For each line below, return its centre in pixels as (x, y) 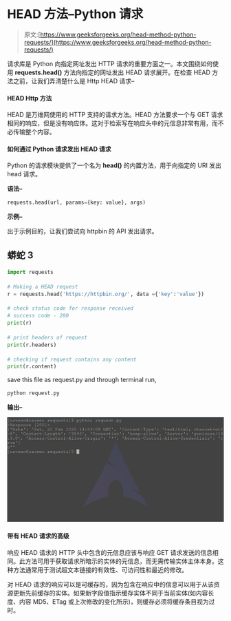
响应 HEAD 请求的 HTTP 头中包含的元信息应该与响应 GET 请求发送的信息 (110, 553)
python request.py (33, 393)
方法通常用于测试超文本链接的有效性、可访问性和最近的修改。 (100, 570)
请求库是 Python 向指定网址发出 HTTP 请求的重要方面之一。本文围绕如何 (110, 63)
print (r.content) (32, 367)
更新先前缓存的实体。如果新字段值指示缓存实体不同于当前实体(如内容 (110, 593)
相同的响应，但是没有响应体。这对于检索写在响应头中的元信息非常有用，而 (112, 123)
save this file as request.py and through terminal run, (82, 380)
